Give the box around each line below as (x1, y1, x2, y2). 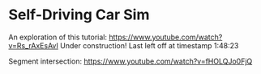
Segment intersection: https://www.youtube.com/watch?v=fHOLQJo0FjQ (8, 56, 253, 66)
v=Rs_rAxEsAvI (8, 40, 59, 50)
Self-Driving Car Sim (8, 6, 150, 24)
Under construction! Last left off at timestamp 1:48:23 (60, 40, 239, 50)
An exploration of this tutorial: (8, 32, 108, 42)
